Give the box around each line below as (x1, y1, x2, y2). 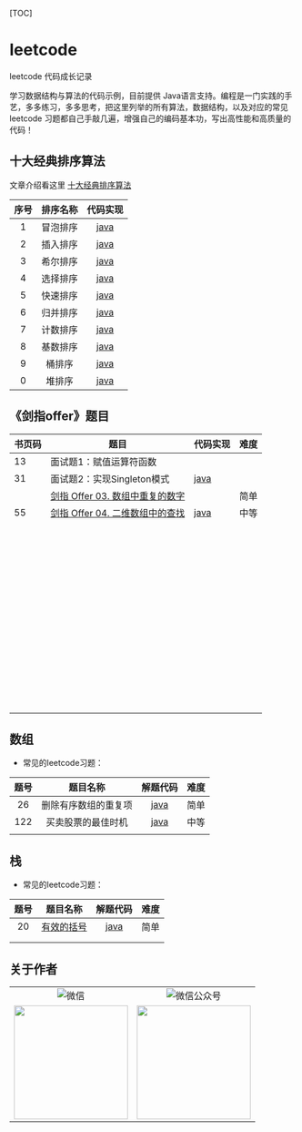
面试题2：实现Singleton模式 (50, 473, 170, 485)
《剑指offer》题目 (9, 409, 110, 424)
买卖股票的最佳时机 (45, 816, 129, 829)
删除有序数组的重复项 (41, 799, 134, 811)
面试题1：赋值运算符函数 (50, 455, 157, 468)
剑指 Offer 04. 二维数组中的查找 (50, 506, 186, 519)
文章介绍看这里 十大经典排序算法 (9, 179, 132, 190)
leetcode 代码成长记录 (9, 70, 93, 81)
